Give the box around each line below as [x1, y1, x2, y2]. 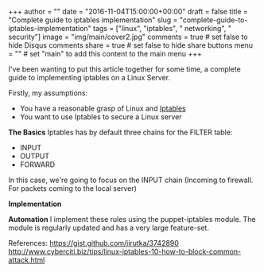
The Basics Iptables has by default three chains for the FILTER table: [8, 127, 233, 137]
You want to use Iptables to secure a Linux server [19, 112, 182, 122]
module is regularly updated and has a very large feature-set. [8, 223, 209, 232]
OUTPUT [19, 151, 50, 161]
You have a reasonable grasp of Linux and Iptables [19, 103, 187, 113]
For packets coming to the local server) [8, 184, 138, 193]
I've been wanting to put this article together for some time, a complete [8, 64, 241, 74]
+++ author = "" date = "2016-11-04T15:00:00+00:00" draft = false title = [8, 7, 248, 16]
